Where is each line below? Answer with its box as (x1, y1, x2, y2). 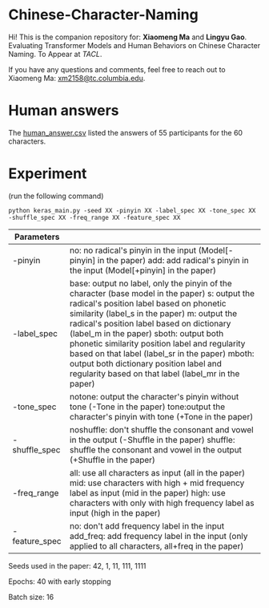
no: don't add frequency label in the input (69, 520, 225, 531)
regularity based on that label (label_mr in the (69, 367, 240, 379)
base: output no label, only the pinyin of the (69, 278, 232, 289)
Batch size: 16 (8, 592, 54, 602)
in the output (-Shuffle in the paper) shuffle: (69, 434, 235, 445)
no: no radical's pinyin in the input (69, 245, 197, 256)
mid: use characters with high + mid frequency (69, 477, 245, 488)
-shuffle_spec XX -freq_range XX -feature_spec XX (8, 213, 181, 221)
